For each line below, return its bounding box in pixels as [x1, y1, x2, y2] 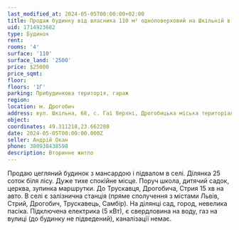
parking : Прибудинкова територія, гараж [7, 90, 129, 97]
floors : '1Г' [7, 83, 46, 90]
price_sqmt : [7, 70, 43, 77]
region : [7, 97, 31, 104]
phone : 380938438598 [7, 143, 69, 150]
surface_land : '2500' [7, 57, 72, 64]
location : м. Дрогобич [7, 103, 75, 110]
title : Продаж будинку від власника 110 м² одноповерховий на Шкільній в [7, 17, 231, 24]
